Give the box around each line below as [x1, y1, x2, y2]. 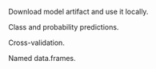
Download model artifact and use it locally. [8, 7, 149, 16]
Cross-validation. [8, 38, 66, 47]
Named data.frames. [8, 54, 76, 63]
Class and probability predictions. [8, 22, 119, 31]
